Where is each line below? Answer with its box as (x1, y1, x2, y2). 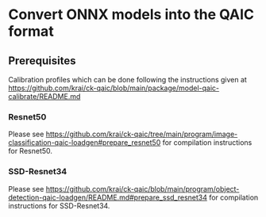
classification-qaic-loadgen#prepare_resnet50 (8, 138, 161, 147)
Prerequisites (8, 54, 76, 67)
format (8, 22, 54, 40)
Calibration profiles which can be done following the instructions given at (8, 75, 248, 84)
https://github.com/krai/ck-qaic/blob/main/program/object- (45, 184, 240, 193)
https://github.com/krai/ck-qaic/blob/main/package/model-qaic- (8, 83, 220, 93)
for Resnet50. (8, 147, 53, 156)
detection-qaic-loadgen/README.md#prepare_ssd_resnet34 (8, 192, 208, 202)
